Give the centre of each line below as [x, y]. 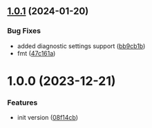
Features [22, 103]
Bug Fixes [24, 31]
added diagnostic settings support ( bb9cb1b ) [81, 46]
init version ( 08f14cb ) [47, 118]
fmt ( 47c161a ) [36, 53]
